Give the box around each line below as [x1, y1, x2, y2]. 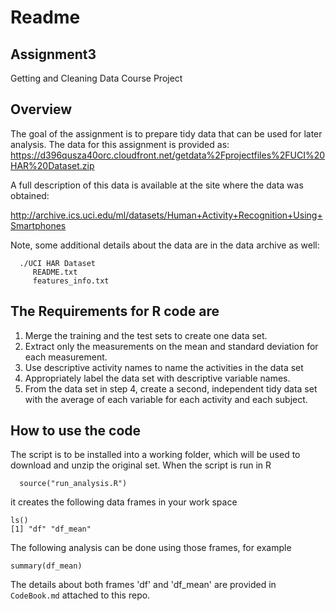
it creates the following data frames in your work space [10, 496, 238, 508]
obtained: [10, 189, 50, 201]
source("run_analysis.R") [19, 479, 128, 489]
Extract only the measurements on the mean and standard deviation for [24, 340, 319, 352]
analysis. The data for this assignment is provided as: [10, 138, 230, 150]
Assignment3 [10, 46, 97, 63]
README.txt [32, 267, 78, 277]
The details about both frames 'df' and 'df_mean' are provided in [10, 579, 277, 591]
